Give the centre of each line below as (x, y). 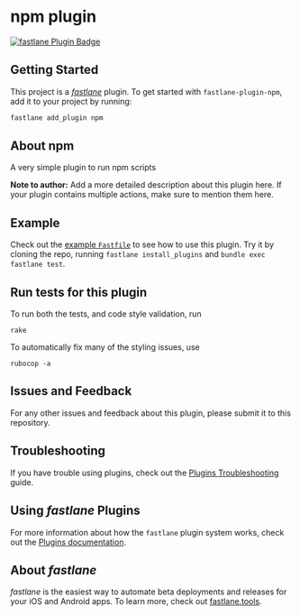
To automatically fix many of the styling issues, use (105, 347)
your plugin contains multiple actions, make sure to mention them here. (142, 195)
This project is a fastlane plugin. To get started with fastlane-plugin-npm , (146, 91)
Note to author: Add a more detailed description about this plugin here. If (146, 185)
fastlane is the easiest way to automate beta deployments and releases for (149, 592)
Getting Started (55, 70)
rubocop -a (31, 364)
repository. (30, 422)
